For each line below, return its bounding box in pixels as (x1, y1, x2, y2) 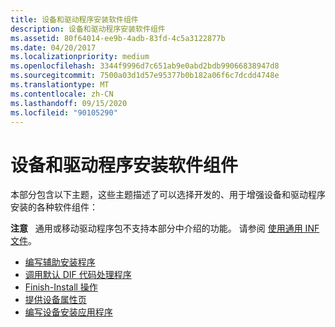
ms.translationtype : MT (10, 80, 110, 90)
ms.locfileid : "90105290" (10, 107, 118, 118)
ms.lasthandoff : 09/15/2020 (10, 98, 128, 108)
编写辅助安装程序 (24, 256, 96, 268)
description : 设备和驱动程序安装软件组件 (10, 24, 166, 34)
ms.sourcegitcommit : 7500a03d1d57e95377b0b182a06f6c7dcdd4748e (10, 71, 280, 81)
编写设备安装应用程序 (24, 306, 113, 318)
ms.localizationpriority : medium (10, 52, 150, 62)
